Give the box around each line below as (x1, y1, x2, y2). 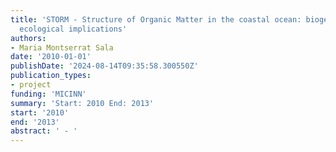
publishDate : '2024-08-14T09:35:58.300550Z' (10, 61, 199, 71)
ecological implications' (19, 24, 128, 34)
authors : (10, 33, 47, 43)
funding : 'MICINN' (10, 89, 87, 99)
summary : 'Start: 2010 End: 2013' (10, 98, 155, 108)
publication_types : (10, 71, 92, 81)
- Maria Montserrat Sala (10, 42, 114, 53)
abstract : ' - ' (10, 126, 78, 136)
